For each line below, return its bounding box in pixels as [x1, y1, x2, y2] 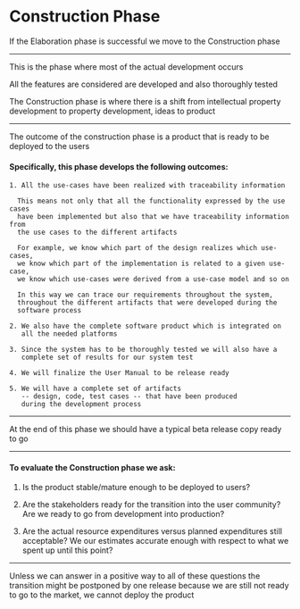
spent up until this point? [21, 545, 113, 555]
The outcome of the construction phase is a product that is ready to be [9, 131, 270, 142]
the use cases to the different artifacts [17, 228, 178, 238]
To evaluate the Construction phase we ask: [9, 462, 176, 472]
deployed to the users [9, 140, 90, 151]
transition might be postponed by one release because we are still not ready [9, 580, 289, 591]
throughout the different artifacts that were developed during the [17, 298, 278, 307]
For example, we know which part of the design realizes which [17, 244, 257, 253]
